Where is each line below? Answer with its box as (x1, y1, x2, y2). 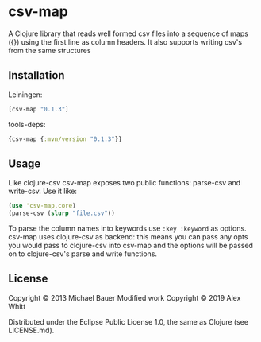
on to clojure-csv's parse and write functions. (8, 249, 157, 258)
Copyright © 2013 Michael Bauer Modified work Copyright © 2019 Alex (8, 293, 241, 302)
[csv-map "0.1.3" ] (8, 105, 69, 113)
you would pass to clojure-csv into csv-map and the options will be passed (8, 241, 254, 251)
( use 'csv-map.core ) (8, 202, 77, 210)
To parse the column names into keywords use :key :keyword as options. (8, 223, 248, 233)
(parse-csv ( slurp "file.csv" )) (8, 209, 115, 217)
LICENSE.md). (8, 325, 55, 335)
